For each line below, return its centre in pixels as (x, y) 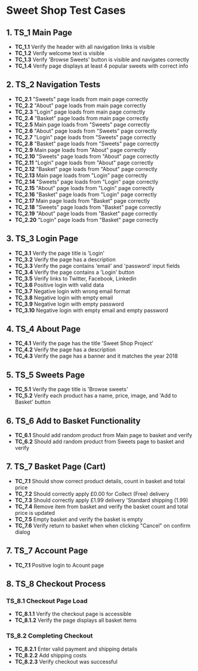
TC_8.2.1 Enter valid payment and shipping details (76, 649)
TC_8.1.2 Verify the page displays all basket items (76, 620)
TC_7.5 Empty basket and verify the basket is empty (79, 519)
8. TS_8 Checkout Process (56, 584)
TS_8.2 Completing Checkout (49, 636)
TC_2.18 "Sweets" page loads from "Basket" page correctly (88, 207)
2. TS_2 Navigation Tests (53, 85)
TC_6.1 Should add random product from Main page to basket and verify (103, 435)
